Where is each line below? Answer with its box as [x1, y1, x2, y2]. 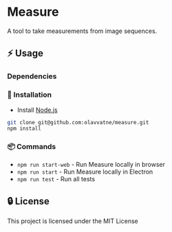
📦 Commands [7, 142, 56, 152]
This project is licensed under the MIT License [7, 217, 139, 225]
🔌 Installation [7, 90, 52, 100]
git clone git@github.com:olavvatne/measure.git [7, 119, 149, 126]
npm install [7, 125, 41, 132]
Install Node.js [17, 106, 58, 114]
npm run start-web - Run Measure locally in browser [17, 160, 165, 168]
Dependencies [7, 71, 57, 81]
